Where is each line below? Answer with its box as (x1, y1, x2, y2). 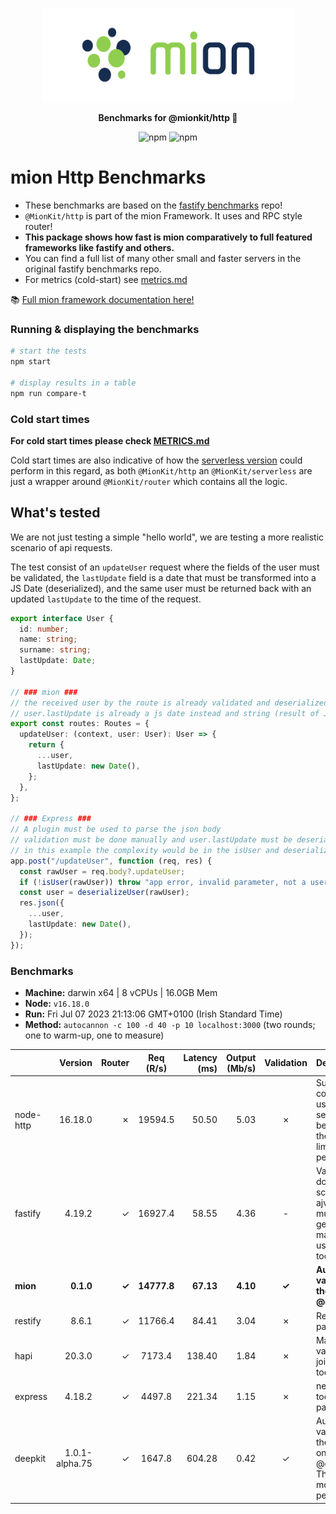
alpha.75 (56, 1458, 93, 1470)
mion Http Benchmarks (10, 166, 207, 189)
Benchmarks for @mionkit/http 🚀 (98, 112, 238, 123)
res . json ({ (19, 898, 65, 908)
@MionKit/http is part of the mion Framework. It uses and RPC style (24, 209, 303, 222)
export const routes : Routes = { (10, 719, 150, 729)
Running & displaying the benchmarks (10, 322, 200, 336)
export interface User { (10, 613, 114, 623)
